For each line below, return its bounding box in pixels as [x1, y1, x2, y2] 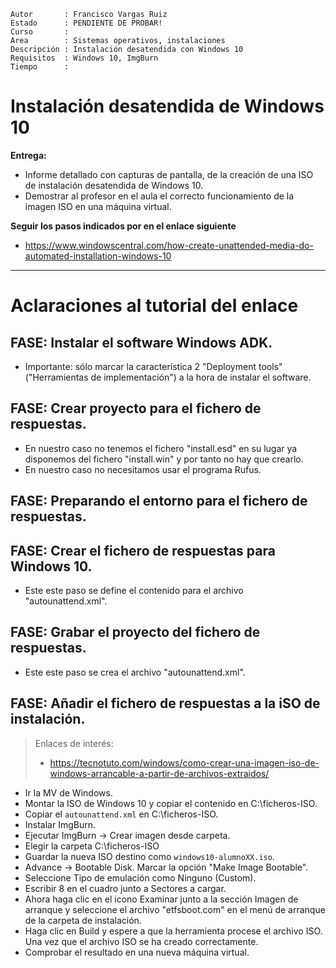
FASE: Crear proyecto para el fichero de [10, 400, 262, 417]
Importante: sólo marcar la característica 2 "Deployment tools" [24, 360, 283, 372]
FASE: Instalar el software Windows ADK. [10, 334, 273, 351]
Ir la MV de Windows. [24, 786, 113, 799]
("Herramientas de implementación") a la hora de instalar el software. [24, 371, 312, 383]
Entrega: [10, 149, 47, 161]
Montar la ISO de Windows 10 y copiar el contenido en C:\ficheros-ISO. [24, 797, 318, 809]
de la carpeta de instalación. [24, 914, 142, 926]
